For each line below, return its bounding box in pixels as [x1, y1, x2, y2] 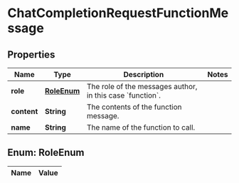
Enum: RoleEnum [7, 147, 85, 159]
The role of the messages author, [86, 82, 198, 91]
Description [123, 70, 164, 79]
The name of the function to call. [86, 122, 196, 132]
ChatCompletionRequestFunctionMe [7, 5, 229, 21]
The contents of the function [86, 102, 183, 112]
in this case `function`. [86, 90, 161, 100]
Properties [7, 48, 55, 61]
